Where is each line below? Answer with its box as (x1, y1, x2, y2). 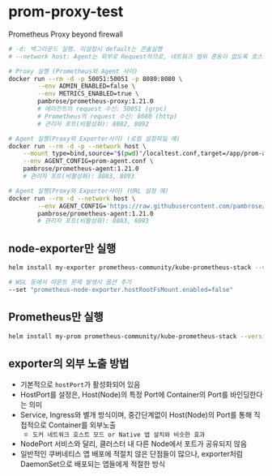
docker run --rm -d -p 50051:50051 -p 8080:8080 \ (8, 75, 183, 83)
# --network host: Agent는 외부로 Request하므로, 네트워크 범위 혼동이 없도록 (8, 52, 249, 61)
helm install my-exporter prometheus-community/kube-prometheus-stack (8, 264, 252, 272)
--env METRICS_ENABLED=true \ (37, 90, 139, 98)
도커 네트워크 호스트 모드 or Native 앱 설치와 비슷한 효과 (32, 431, 206, 440)
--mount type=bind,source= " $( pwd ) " (23, 149, 143, 158)
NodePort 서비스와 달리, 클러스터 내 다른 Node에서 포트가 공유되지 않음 (19, 439, 248, 448)
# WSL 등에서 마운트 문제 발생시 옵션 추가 (8, 278, 132, 286)
